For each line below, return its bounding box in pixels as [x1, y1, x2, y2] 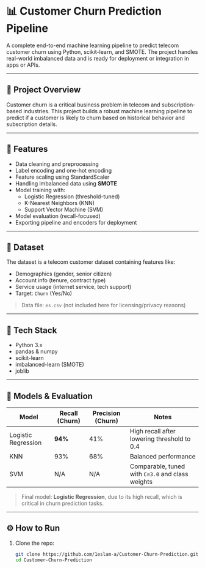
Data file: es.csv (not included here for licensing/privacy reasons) [21, 302, 186, 309]
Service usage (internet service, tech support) [15, 283, 132, 291]
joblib [15, 367, 29, 375]
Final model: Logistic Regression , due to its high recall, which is [21, 493, 183, 500]
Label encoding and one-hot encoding [15, 166, 112, 174]
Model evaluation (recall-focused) [15, 212, 101, 220]
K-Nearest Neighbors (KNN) [24, 199, 95, 206]
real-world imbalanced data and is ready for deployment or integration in [6, 54, 189, 62]
